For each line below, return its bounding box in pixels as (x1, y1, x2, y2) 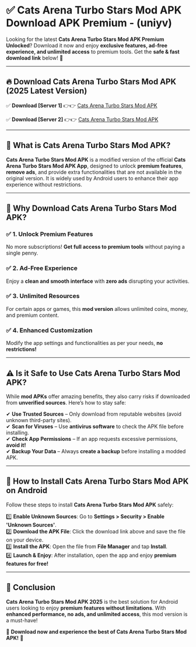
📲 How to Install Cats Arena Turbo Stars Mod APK (6, 477, 189, 487)
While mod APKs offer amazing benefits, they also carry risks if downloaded (6, 393, 191, 400)
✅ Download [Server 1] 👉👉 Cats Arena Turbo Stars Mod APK (6, 102, 157, 109)
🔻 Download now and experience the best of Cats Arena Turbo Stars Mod (6, 628, 187, 635)
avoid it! (6, 441, 26, 449)
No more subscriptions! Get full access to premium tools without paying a (6, 244, 185, 251)
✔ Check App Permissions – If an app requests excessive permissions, (6, 435, 178, 442)
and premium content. (6, 311, 60, 319)
